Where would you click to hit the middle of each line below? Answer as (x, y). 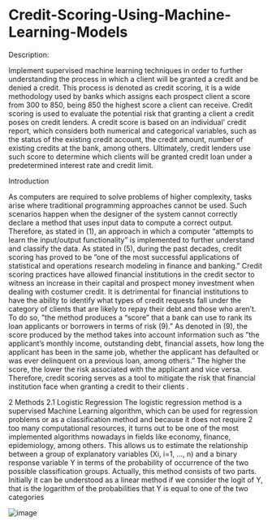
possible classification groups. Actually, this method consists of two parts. (133, 471)
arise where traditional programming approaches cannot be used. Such (128, 205)
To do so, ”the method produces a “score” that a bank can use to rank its (130, 317)
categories (26, 497)
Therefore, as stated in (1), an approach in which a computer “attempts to (131, 231)
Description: (29, 54)
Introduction (29, 181)
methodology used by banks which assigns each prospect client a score (130, 96)
